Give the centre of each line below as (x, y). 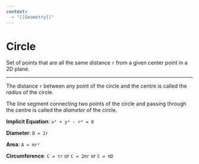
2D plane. (18, 69)
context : (17, 12)
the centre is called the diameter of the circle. (62, 110)
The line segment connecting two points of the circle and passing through (96, 104)
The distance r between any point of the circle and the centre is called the (97, 86)
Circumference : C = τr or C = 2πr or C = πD (60, 156)
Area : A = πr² (23, 144)
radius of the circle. (30, 92)
